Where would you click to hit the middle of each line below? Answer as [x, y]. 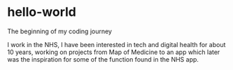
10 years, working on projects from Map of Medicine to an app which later [114, 52]
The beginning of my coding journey [59, 31]
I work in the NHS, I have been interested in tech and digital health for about [116, 44]
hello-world [42, 12]
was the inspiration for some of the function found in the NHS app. [103, 59]
